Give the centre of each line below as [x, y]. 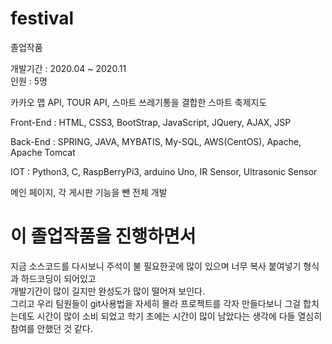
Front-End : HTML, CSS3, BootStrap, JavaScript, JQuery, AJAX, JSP [151, 122]
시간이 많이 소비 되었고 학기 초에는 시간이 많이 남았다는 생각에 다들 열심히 [179, 316]
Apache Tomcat [43, 152]
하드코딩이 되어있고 [58, 278]
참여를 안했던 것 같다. [51, 328]
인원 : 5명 [29, 81]
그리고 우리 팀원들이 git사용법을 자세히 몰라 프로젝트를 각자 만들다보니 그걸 [156, 303]
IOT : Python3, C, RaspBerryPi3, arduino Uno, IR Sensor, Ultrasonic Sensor [164, 171]
